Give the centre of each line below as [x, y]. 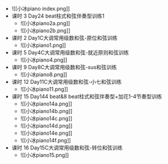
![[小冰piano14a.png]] [46, 104]
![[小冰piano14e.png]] [46, 133]
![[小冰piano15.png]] [44, 155]
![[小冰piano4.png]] [44, 60]
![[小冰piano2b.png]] [45, 30]
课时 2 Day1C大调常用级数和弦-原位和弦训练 [65, 38]
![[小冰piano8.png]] [44, 74]
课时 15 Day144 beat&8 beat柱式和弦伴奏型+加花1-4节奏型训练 [87, 96]
